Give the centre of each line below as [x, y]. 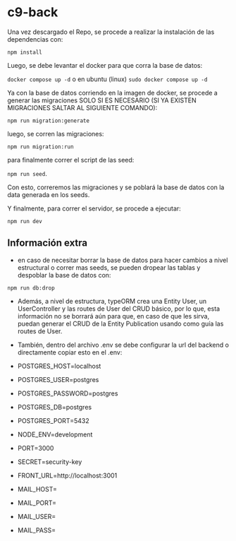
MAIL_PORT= [37, 503]
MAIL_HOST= [37, 489]
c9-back [33, 12]
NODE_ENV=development [55, 434]
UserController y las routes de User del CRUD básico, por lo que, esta [119, 309]
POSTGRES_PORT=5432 [53, 420]
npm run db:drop [31, 288]
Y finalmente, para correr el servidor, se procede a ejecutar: [94, 208]
